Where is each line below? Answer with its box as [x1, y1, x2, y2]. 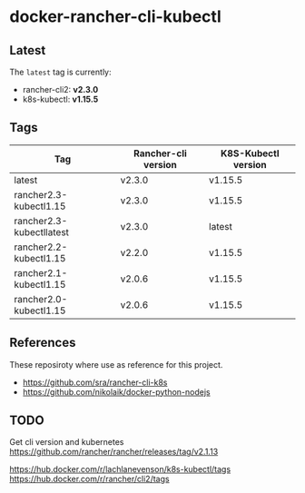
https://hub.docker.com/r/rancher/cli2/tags [9, 474, 170, 485]
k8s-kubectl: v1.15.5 [22, 94, 99, 104]
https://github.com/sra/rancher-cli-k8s [22, 377, 168, 388]
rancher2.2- [14, 241, 68, 253]
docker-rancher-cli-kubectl [9, 6, 221, 27]
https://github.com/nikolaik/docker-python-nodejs [22, 386, 211, 397]
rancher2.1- [14, 266, 68, 279]
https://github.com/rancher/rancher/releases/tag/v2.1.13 [9, 447, 219, 458]
